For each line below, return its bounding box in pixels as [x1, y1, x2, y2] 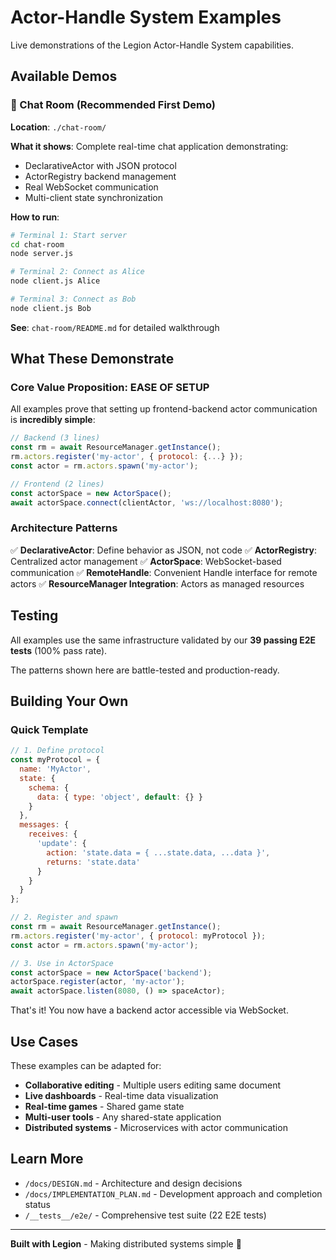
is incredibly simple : [10, 414, 96, 426]
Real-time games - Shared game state [24, 1101, 185, 1113]
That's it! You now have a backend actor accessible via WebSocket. [10, 1004, 289, 1016]
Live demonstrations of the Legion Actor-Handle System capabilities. [10, 39, 295, 51]
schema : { [28, 782, 70, 793]
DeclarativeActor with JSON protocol [24, 159, 177, 171]
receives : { [28, 829, 78, 840]
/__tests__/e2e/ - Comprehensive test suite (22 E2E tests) [24, 1209, 267, 1221]
